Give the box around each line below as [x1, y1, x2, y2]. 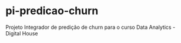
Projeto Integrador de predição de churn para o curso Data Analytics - [5, 24, 176, 31]
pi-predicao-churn [5, 4, 99, 18]
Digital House [5, 29, 38, 37]
